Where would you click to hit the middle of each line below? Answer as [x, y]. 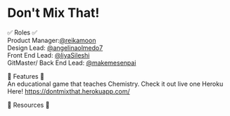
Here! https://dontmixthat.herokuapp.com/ [69, 91]
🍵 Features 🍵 [26, 76]
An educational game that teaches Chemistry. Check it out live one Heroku [115, 84]
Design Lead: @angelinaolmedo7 [55, 48]
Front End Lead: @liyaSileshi [49, 55]
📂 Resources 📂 [28, 105]
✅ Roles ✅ [22, 32]
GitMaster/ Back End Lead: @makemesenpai [72, 63]
